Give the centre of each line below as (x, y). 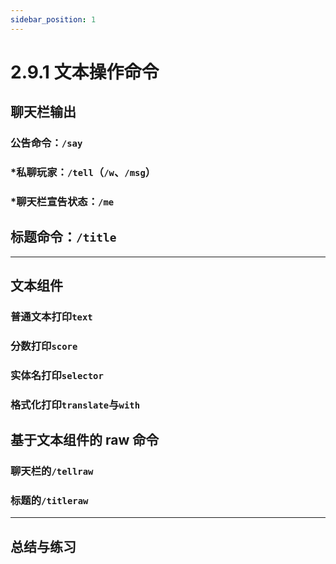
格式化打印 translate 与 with (75, 404)
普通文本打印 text (51, 317)
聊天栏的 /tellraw (52, 471)
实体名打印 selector (57, 375)
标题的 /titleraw (49, 501)
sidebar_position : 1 (53, 19)
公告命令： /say (46, 143)
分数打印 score (44, 346)
